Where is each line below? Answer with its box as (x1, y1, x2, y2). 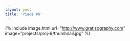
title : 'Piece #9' (5, 12, 43, 17)
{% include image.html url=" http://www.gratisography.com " (5, 25, 126, 31)
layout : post (5, 7, 32, 12)
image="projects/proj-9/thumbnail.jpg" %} (5, 30, 91, 36)
